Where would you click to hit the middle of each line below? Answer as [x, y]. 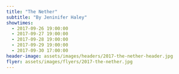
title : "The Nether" [32, 12]
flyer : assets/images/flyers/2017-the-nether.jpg [70, 61]
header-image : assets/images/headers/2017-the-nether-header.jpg [89, 56]
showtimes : [20, 23]
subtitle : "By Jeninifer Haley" [47, 17]
